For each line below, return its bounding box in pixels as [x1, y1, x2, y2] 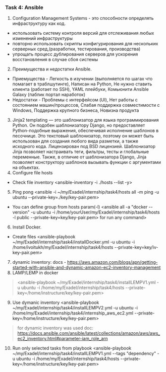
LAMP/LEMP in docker [12, 270, 58, 276]
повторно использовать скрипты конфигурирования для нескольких [12, 41, 159, 47]
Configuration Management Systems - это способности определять [12, 15, 154, 21]
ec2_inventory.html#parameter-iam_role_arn [17, 336, 108, 342]
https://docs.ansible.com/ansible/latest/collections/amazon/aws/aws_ [17, 330, 160, 336]
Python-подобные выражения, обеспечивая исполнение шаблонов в [12, 128, 159, 134]
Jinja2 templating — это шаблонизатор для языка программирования [12, 117, 159, 123]
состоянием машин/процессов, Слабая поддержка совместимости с [12, 102, 160, 108]
